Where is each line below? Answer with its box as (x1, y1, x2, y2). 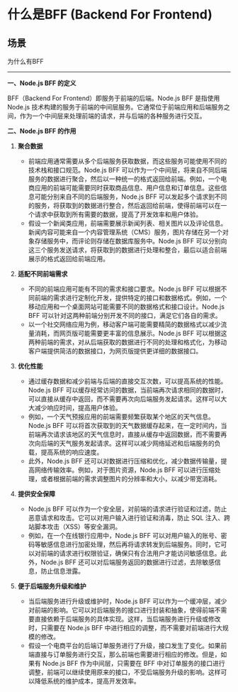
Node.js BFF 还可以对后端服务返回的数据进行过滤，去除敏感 (40, 558, 215, 566)
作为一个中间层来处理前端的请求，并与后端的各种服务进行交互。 (19, 111, 206, 120)
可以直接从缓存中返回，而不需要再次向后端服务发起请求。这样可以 (28, 395, 221, 403)
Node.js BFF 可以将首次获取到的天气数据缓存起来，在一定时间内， (28, 422, 221, 429)
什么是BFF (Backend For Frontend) (7, 6, 212, 23)
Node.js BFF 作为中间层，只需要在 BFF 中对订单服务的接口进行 (42, 659, 225, 667)
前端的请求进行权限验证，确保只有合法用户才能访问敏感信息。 (40, 549, 221, 557)
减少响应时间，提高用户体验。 (34, 404, 122, 412)
